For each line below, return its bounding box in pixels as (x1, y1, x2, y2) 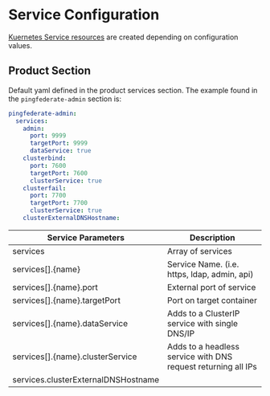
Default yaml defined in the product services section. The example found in (8, 85, 258, 95)
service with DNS (167, 351, 233, 362)
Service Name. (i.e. (167, 259, 239, 270)
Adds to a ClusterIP (167, 308, 240, 319)
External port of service (167, 281, 256, 292)
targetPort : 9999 (29, 139, 88, 148)
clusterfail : (22, 184, 67, 192)
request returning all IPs (167, 361, 257, 372)
